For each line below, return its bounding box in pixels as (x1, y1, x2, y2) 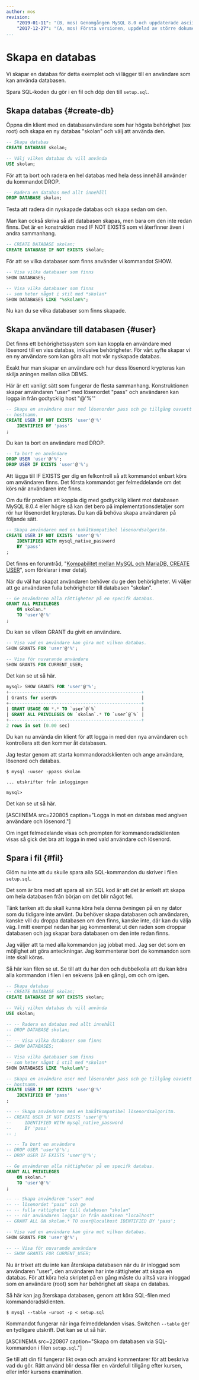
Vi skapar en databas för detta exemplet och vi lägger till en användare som (6, 71, 191, 78)
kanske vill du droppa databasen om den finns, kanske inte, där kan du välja (6, 917, 191, 924)
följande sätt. (6, 515, 38, 523)
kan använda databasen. (6, 77, 66, 84)
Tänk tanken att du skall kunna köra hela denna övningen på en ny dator (6, 905, 182, 912)
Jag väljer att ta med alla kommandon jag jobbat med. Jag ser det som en (6, 941, 185, 949)
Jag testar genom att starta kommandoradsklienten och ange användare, (6, 751, 184, 758)
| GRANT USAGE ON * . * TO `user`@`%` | (6, 705, 145, 712)
